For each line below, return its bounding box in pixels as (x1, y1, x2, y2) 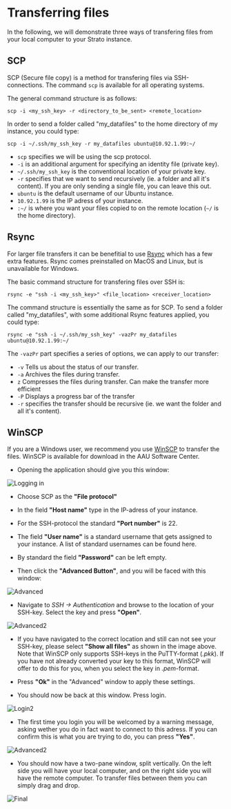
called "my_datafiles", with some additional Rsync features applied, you (7, 310, 210, 318)
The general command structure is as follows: (7, 94, 138, 102)
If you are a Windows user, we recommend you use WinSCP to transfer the (7, 445, 220, 453)
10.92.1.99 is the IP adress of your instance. (17, 196, 143, 204)
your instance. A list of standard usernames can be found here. (17, 540, 197, 549)
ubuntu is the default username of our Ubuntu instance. (17, 189, 174, 198)
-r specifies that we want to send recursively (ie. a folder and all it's (17, 174, 210, 182)
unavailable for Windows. (7, 264, 79, 272)
